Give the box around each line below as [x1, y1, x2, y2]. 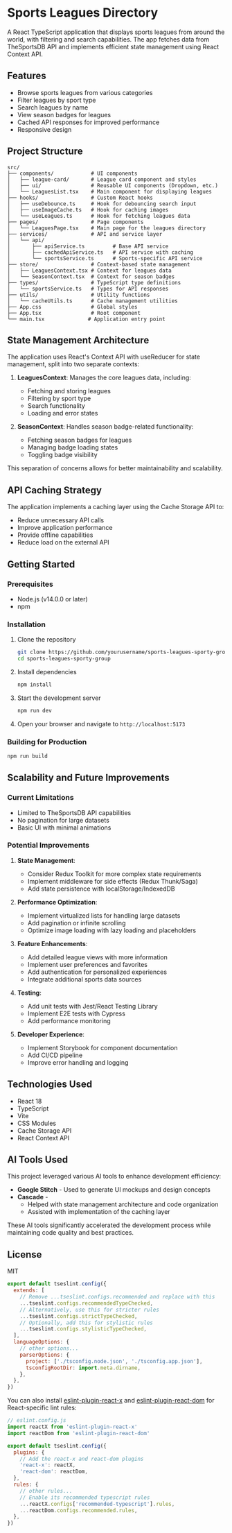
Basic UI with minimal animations [17, 823, 111, 832]
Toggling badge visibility [27, 451, 98, 459]
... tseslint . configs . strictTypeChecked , [19, 1312, 138, 1319]
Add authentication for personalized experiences [27, 968, 168, 976]
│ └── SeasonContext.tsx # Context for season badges [7, 273, 175, 280]
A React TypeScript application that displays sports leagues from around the [7, 28, 225, 36]
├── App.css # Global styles [7, 303, 138, 310]
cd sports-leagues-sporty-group [17, 656, 111, 662]
